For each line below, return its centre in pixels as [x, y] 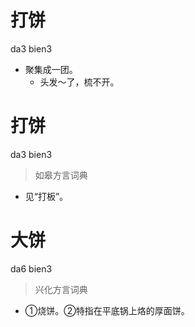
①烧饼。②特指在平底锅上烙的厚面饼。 [107, 310]
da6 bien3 [31, 268]
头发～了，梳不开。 [79, 82]
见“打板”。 [46, 196]
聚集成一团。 [51, 69]
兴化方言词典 [61, 289]
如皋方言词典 [61, 175]
